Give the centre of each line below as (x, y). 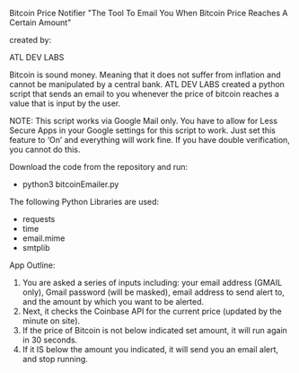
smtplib (36, 248)
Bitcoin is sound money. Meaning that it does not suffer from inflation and (145, 75)
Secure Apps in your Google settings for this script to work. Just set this (142, 130)
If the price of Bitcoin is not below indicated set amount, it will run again (154, 330)
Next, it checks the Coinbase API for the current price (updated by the (152, 311)
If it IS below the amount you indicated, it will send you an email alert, (150, 349)
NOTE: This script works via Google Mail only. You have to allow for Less (144, 121)
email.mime (44, 238)
